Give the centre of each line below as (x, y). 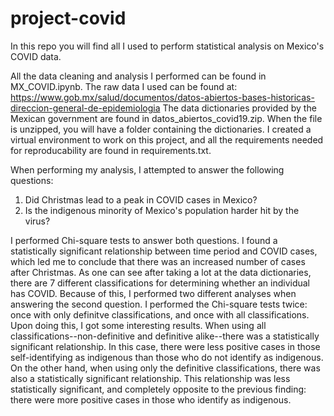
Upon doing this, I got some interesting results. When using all (138, 325)
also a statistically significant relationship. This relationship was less (150, 378)
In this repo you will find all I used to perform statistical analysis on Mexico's (167, 46)
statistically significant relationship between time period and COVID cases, (164, 251)
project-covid (68, 18)
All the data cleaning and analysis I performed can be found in (138, 76)
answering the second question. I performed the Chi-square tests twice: (159, 304)
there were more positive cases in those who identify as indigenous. (151, 399)
